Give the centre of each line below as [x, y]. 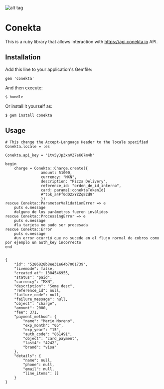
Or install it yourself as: [29, 106]
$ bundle [14, 97]
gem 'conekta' [20, 78]
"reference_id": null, [38, 290]
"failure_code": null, [38, 295]
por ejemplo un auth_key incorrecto [43, 242]
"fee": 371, [26, 312]
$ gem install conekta [29, 115]
